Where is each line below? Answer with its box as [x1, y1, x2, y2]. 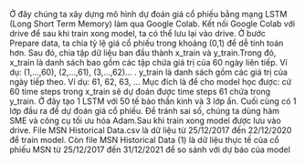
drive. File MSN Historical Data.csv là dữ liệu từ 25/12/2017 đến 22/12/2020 [9, 125, 292, 136]
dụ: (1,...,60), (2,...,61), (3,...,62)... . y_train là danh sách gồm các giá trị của [9, 67, 288, 77]
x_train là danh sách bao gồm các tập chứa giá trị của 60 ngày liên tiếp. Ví [9, 57, 288, 67]
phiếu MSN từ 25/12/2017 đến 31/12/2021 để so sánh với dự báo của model [9, 144, 290, 155]
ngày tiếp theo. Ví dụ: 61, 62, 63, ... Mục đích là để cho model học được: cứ [9, 77, 292, 87]
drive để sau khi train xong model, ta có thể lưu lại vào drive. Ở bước [9, 28, 267, 38]
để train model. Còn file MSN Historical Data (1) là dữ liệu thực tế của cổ [9, 135, 280, 145]
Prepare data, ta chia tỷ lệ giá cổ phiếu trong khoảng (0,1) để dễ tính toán [9, 37, 284, 48]
